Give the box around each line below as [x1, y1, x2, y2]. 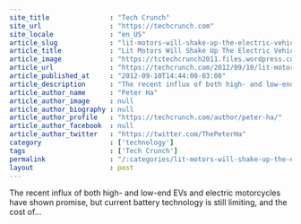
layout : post [9, 163, 134, 172]
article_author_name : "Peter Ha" [9, 88, 159, 97]
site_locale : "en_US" [9, 30, 146, 39]
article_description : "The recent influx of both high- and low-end [9, 80, 295, 89]
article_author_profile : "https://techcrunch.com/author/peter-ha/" [9, 113, 282, 122]
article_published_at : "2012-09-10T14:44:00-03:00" [9, 72, 227, 81]
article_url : [9, 64, 115, 73]
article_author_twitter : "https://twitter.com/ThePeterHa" [9, 130, 246, 139]
